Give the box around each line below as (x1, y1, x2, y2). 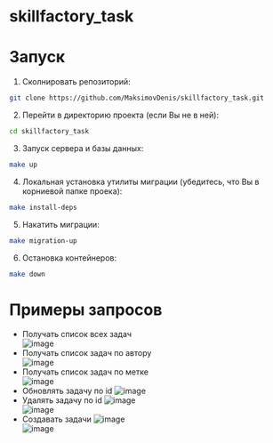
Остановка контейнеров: (21, 252, 117, 263)
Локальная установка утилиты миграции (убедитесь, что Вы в (21, 176, 260, 187)
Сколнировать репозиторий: (21, 77, 131, 87)
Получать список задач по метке (21, 366, 149, 377)
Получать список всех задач (21, 329, 132, 340)
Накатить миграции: (21, 219, 100, 230)
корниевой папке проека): (21, 185, 123, 197)
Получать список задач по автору (21, 348, 152, 358)
